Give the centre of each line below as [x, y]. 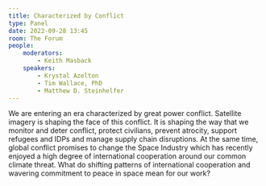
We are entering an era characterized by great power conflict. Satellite [125, 114]
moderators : [43, 53]
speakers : [39, 68]
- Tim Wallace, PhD [70, 83]
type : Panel [28, 23]
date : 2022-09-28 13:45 [48, 31]
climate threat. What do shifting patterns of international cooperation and [129, 165]
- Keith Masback [64, 61]
